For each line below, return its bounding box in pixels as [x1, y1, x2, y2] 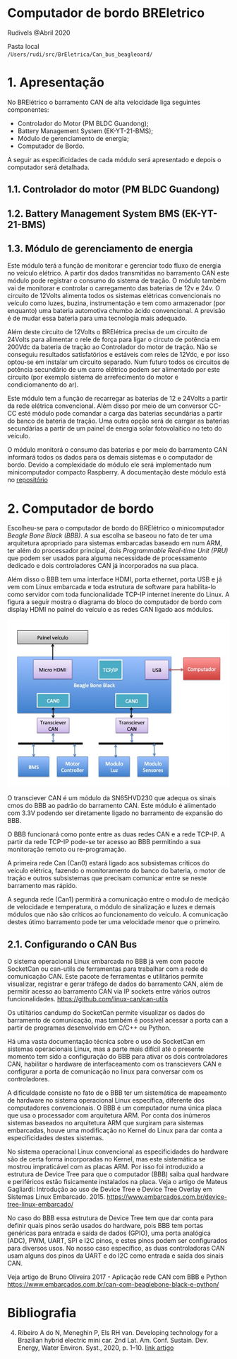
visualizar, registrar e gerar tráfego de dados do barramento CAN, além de [7, 979, 224, 989]
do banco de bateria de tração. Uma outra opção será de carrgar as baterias [7, 416, 230, 426]
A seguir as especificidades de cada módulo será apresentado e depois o [7, 155, 221, 164]
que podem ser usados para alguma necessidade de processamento [7, 554, 207, 562]
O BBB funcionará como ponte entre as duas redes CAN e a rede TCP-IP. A [7, 830, 226, 838]
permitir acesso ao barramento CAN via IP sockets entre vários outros [7, 987, 211, 996]
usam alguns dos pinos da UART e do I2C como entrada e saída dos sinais [7, 1251, 224, 1260]
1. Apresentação [7, 74, 104, 91]
